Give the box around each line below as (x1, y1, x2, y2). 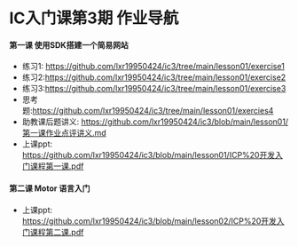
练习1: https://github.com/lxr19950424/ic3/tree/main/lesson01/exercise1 (21, 61, 286, 72)
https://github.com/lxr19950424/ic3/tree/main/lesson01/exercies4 (32, 106, 274, 116)
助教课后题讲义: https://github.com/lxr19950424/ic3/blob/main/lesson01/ (21, 116, 289, 127)
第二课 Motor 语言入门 (9, 183, 90, 194)
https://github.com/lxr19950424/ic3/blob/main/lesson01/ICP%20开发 (21, 150, 276, 161)
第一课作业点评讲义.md (21, 128, 106, 139)
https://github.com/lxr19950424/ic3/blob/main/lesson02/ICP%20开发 (21, 215, 278, 226)
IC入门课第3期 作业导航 (9, 8, 179, 28)
